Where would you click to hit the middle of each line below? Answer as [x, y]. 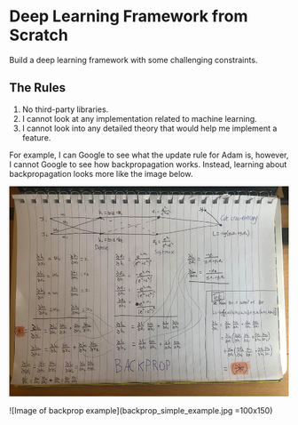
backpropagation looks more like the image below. [101, 173]
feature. [36, 137]
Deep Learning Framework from [129, 16]
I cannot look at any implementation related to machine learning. [139, 118]
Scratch [39, 35]
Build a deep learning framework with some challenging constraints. [133, 60]
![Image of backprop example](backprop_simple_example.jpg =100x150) [141, 410]
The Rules [38, 88]
